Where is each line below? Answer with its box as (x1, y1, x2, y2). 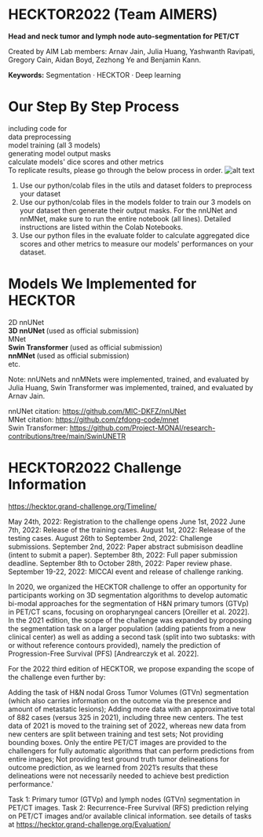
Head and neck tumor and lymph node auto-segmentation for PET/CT (8, 31, 239, 41)
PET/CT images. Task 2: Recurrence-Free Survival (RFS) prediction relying (8, 802, 249, 812)
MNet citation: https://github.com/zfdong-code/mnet (8, 415, 179, 424)
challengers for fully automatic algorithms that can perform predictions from (8, 746, 254, 755)
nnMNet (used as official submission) (8, 351, 130, 360)
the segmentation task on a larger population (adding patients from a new (8, 623, 246, 633)
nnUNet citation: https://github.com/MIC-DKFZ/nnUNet (8, 406, 187, 415)
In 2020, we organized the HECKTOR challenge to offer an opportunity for (8, 582, 247, 591)
